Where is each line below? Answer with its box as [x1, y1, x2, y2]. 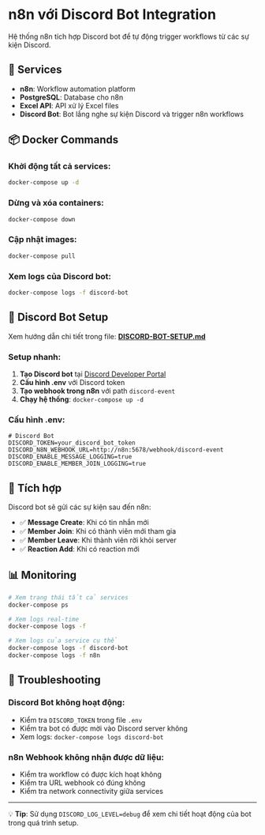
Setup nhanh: [8, 351, 62, 362]
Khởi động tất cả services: [8, 161, 111, 172]
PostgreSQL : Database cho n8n [19, 93, 124, 102]
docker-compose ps [8, 601, 69, 609]
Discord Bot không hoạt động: [8, 697, 125, 708]
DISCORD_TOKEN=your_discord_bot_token [8, 439, 136, 448]
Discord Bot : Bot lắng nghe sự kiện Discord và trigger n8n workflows [19, 109, 244, 119]
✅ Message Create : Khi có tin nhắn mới [19, 518, 150, 527]
